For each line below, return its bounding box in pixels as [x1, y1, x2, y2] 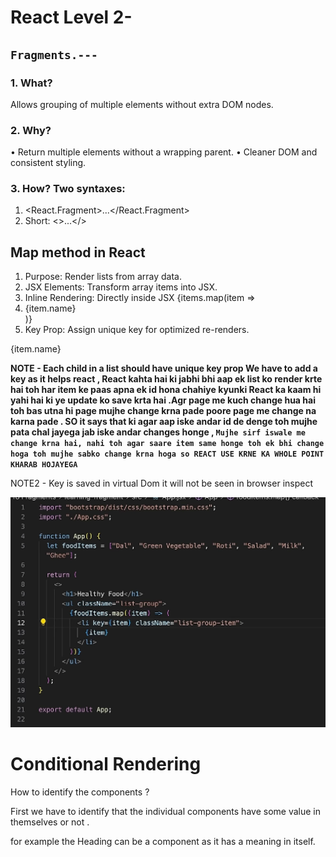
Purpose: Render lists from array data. [24, 271, 182, 283]
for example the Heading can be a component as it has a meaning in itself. [10, 835, 316, 847]
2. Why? [10, 123, 52, 137]
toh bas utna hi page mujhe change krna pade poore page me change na [10, 405, 317, 417]
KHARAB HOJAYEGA [10, 460, 78, 470]
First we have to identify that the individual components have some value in [10, 805, 321, 817]
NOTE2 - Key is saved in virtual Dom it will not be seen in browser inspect [10, 477, 313, 490]
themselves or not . [10, 816, 90, 828]
